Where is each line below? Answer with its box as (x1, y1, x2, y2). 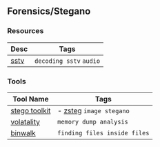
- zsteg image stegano (57, 106, 130, 115)
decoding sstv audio (34, 57, 101, 65)
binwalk (10, 128, 36, 137)
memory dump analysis (57, 117, 129, 126)
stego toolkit (10, 106, 51, 115)
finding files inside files (57, 129, 150, 137)
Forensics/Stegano (7, 6, 91, 17)
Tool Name (12, 94, 49, 104)
